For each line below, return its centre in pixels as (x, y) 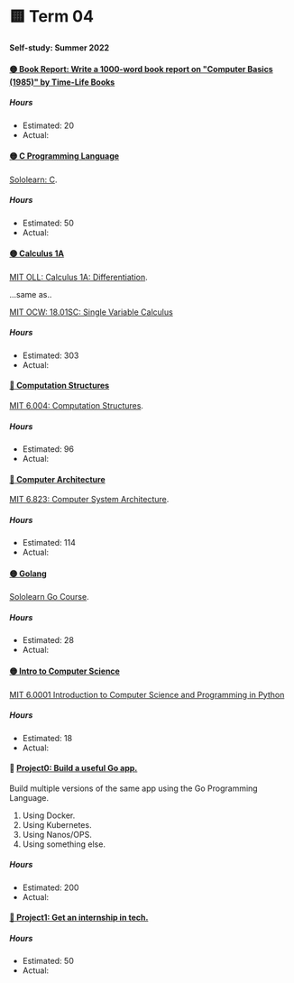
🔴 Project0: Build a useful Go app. (73, 768)
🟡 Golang (28, 574)
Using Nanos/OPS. (57, 834)
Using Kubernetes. (57, 824)
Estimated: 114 (49, 543)
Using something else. (64, 844)
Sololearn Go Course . (49, 597)
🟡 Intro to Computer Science (64, 671)
